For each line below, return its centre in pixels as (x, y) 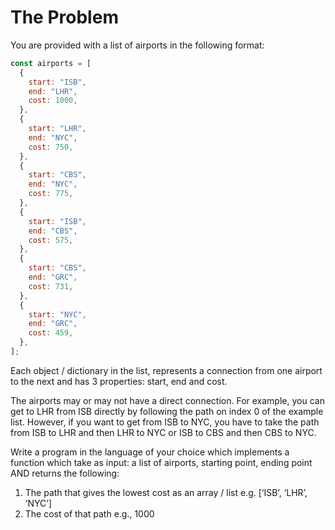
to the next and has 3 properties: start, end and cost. (119, 381)
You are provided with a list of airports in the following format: (137, 45)
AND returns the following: (65, 473)
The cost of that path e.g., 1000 (89, 513)
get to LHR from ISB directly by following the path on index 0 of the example (167, 411)
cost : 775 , (51, 194)
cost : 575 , (51, 240)
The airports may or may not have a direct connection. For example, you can (167, 400)
